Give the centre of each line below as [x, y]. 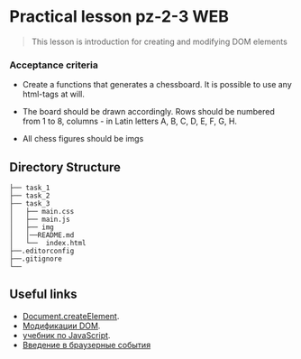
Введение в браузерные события [87, 345]
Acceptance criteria [54, 65]
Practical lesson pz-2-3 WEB [119, 17]
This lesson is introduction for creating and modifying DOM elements [160, 41]
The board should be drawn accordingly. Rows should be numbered [148, 112]
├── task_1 [30, 188]
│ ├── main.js [40, 220]
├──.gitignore [36, 259]
